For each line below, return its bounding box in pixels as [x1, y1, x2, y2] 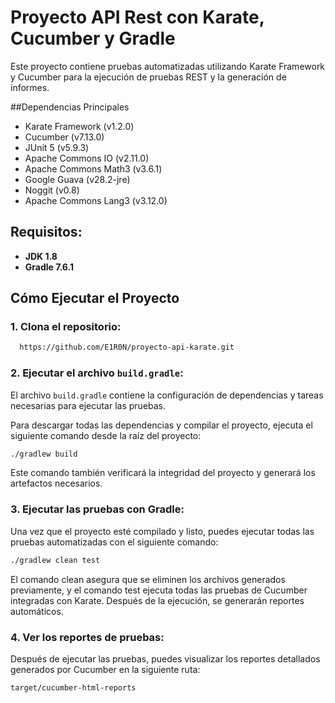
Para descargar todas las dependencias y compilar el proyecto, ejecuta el [10, 419, 313, 431]
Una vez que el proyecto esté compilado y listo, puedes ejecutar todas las [10, 525, 315, 537]
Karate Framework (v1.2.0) [24, 120, 135, 132]
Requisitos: [10, 224, 83, 241]
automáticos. [10, 605, 64, 617]
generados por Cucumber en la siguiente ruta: [10, 663, 201, 675]
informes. [10, 81, 50, 93]
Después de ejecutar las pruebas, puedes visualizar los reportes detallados [10, 652, 321, 665]
